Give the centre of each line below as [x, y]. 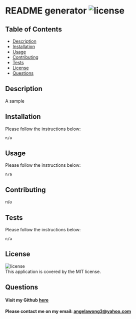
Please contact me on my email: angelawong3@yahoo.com [68, 311]
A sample [15, 101]
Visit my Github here [27, 300]
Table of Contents [34, 29]
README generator [46, 11]
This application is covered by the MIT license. [53, 271]
